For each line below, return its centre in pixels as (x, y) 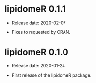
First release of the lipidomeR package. (51, 75)
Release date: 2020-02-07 (39, 23)
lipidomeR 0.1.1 (35, 9)
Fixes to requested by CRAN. (41, 32)
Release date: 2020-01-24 (38, 65)
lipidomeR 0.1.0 (36, 52)
